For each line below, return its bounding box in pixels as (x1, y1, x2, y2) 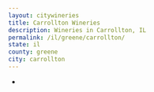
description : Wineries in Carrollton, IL (8, 26, 147, 34)
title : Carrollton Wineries (8, 19, 101, 27)
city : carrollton (8, 56, 66, 64)
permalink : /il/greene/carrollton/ (8, 33, 126, 42)
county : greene (8, 48, 58, 56)
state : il (8, 41, 41, 49)
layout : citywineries (8, 11, 80, 20)
